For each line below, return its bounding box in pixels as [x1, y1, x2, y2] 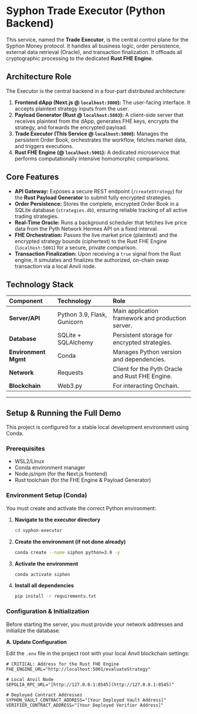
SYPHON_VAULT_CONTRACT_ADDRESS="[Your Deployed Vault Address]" [6, 697, 167, 703]
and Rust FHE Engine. [113, 372, 172, 380]
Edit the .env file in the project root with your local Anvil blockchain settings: [6, 649, 189, 656]
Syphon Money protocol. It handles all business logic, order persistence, [6, 42, 181, 49]
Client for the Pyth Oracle [113, 365, 183, 373]
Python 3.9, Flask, [57, 310, 107, 319]
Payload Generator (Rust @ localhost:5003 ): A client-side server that [14, 111, 184, 118]
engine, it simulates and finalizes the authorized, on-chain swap [14, 256, 169, 263]
